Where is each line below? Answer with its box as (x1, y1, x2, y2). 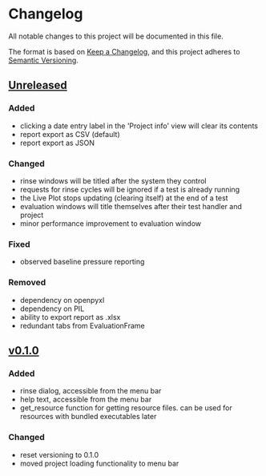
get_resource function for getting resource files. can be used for (19, 403, 232, 413)
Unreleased (8, 79, 68, 92)
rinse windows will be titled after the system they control (19, 175, 207, 185)
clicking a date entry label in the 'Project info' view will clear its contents (19, 121, 259, 131)
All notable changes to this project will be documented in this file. (8, 31, 224, 41)
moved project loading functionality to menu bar (19, 458, 179, 468)
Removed (8, 277, 46, 288)
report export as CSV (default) (19, 129, 120, 139)
